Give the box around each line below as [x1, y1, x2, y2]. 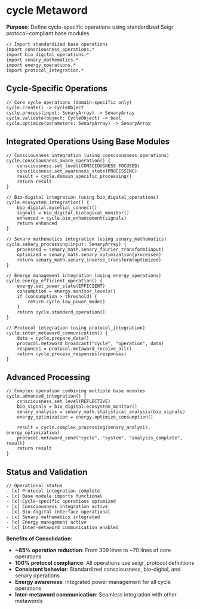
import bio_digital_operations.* [6, 51, 90, 57]
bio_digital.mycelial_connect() [17, 204, 97, 211]
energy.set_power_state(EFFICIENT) [17, 283, 106, 289]
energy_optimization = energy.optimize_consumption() [17, 414, 153, 420]
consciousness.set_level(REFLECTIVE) [17, 398, 111, 405]
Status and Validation [6, 467, 88, 477]
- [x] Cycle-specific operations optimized [6, 499, 116, 505]
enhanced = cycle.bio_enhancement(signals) [17, 215, 127, 221]
